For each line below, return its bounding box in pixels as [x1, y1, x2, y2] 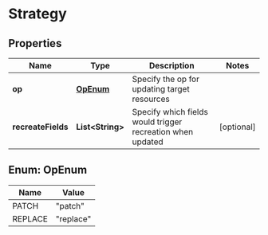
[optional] [219, 121, 256, 132]
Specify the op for [132, 73, 199, 84]
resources [132, 93, 170, 104]
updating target [132, 84, 190, 94]
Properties [8, 37, 62, 50]
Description [148, 61, 195, 71]
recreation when [132, 127, 194, 137]
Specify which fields [132, 107, 209, 117]
